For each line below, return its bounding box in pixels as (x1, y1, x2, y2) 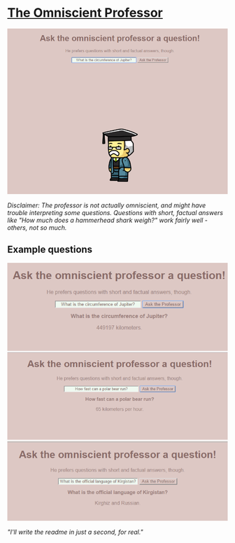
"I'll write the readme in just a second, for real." (7, 528, 143, 537)
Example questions (7, 244, 93, 256)
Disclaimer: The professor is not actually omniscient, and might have (7, 201, 206, 209)
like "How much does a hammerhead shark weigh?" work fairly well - (7, 216, 208, 224)
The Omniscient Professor (7, 5, 163, 21)
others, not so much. (7, 223, 67, 232)
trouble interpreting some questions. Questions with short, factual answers (7, 208, 224, 216)
